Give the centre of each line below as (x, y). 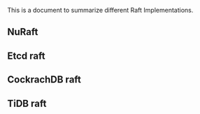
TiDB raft (27, 103)
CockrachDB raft (44, 80)
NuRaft (23, 32)
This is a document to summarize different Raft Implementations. (100, 10)
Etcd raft (26, 56)
